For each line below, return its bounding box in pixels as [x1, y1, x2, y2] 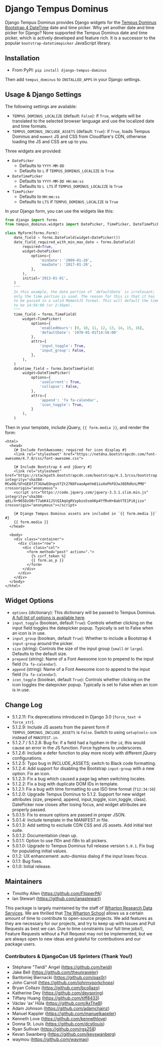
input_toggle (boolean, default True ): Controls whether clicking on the [12, 620, 153, 626]
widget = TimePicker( [22, 316, 62, 321]
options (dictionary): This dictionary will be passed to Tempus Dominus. [12, 609, 156, 615]
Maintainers [5, 878, 43, 886]
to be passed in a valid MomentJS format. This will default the [14, 299, 149, 303]
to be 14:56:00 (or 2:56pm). [14, 303, 73, 308]
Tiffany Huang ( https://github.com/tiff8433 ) [12, 995, 99, 1001]
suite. [12, 827, 23, 833]
